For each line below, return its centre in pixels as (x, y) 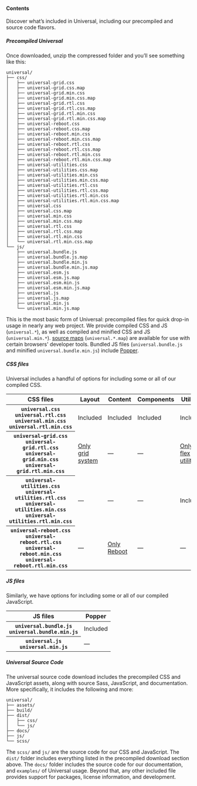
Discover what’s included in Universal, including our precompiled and (90, 21)
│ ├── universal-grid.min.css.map (51, 98)
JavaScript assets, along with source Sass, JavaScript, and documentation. (97, 683)
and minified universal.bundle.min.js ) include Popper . (72, 351)
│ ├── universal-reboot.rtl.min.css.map (59, 160)
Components (156, 400)
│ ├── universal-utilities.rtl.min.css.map (62, 201)
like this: (16, 62)
